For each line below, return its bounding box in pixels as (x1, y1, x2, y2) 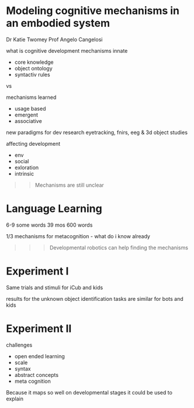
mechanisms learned (6, 94, 57, 101)
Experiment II (6, 322, 72, 335)
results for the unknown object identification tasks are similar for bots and (6, 295, 184, 302)
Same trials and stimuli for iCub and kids (6, 284, 103, 291)
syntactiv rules (14, 71, 51, 78)
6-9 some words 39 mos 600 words (6, 221, 93, 228)
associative (14, 117, 42, 124)
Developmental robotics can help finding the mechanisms (49, 244, 189, 251)
